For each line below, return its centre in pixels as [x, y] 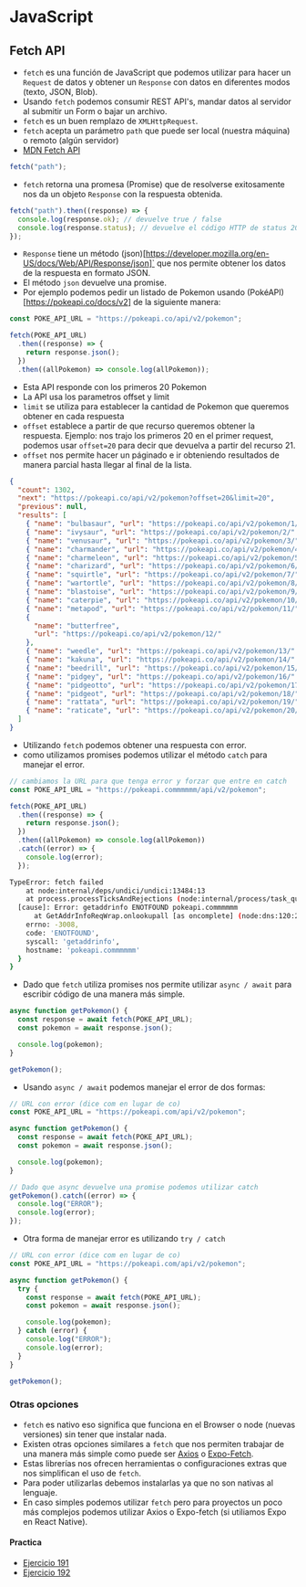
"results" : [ [42, 515]
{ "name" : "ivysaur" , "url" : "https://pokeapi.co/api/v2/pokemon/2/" [161, 532]
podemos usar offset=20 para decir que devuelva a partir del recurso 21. [159, 445]
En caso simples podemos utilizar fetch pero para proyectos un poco [153, 1502]
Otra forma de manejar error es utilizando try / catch [124, 1238]
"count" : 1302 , [46, 490]
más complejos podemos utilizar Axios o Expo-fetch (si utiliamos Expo [154, 1512]
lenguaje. [40, 1492]
